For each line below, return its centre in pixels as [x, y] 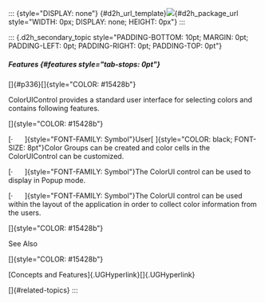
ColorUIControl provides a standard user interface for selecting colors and [131, 99]
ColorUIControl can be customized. [66, 156]
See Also [23, 243]
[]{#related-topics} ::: [43, 290]
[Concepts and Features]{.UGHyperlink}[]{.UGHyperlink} [102, 274]
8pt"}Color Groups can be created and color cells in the [119, 147]
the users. [25, 213]
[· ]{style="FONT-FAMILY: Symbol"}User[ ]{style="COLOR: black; [121, 139]
